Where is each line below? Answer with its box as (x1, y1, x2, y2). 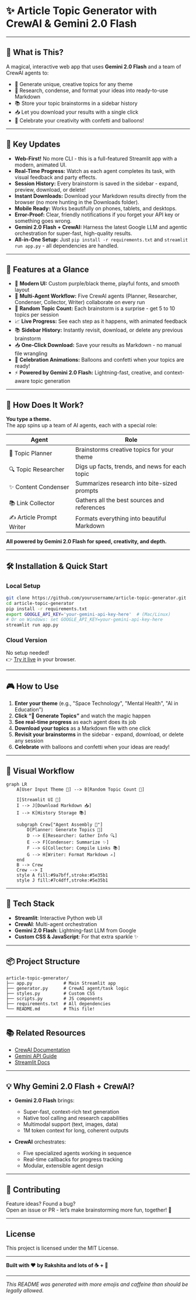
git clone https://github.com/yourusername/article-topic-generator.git (6, 595, 187, 601)
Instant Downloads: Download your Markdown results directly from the (14, 192, 187, 199)
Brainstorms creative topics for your (75, 445, 174, 454)
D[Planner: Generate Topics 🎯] (27, 827, 103, 833)
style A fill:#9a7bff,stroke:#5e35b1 (16, 872, 108, 879)
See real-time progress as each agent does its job (14, 719, 136, 726)
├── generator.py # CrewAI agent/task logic (6, 985, 129, 991)
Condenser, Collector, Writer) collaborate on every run (14, 299, 145, 306)
